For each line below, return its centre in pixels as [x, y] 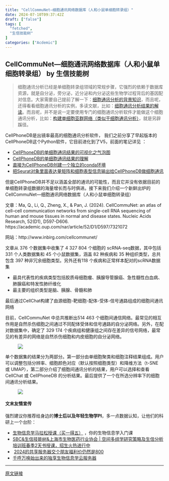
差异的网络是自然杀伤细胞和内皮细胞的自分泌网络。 [71, 336]
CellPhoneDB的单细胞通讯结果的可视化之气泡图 [61, 152]
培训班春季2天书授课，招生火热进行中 [51, 445]
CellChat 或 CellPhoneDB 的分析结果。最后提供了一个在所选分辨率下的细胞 [82, 375]
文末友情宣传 [18, 404]
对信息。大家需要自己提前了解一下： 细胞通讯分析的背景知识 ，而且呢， [90, 99]
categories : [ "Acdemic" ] [31, 43]
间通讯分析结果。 [23, 382]
